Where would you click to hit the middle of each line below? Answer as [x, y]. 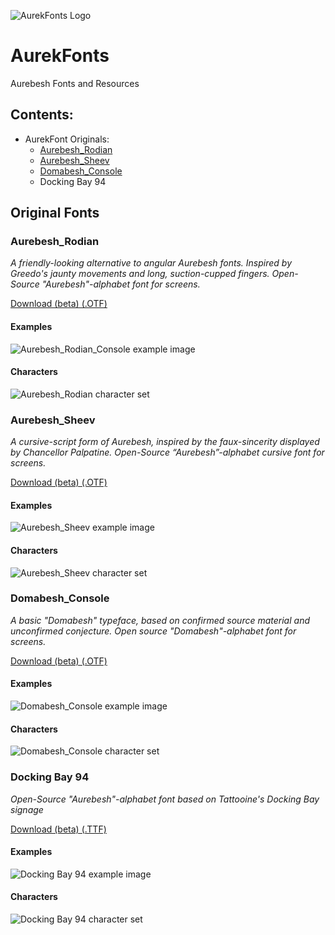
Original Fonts [55, 213]
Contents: [42, 115]
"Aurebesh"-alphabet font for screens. [121, 284]
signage [27, 809]
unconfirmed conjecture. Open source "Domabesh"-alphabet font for [153, 631]
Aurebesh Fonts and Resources [75, 83]
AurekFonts [60, 56]
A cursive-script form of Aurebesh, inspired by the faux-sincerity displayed [165, 442]
